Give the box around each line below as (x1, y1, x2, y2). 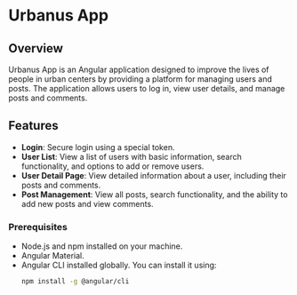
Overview (8, 41, 64, 56)
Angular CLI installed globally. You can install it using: (20, 259, 217, 271)
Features (8, 118, 59, 133)
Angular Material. (20, 251, 85, 261)
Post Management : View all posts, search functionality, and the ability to (20, 188, 288, 200)
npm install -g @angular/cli (20, 277, 130, 286)
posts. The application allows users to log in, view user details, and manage (8, 84, 285, 93)
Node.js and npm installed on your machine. (20, 241, 183, 251)
